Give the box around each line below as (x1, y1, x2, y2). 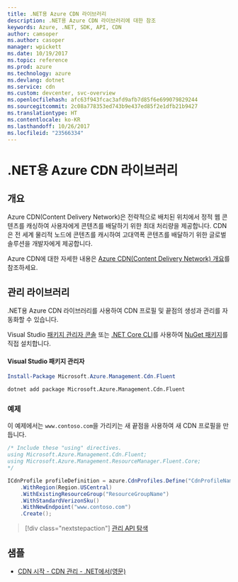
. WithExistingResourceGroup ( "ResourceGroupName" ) (20, 490, 170, 497)
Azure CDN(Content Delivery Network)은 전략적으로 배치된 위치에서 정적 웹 (7, 212, 221, 221)
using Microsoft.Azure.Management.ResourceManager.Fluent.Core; (7, 458, 201, 465)
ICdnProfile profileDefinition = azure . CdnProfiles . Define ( (7, 477, 189, 484)
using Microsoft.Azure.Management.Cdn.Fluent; (7, 451, 147, 458)
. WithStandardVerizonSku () (20, 497, 100, 505)
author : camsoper (7, 30, 59, 38)
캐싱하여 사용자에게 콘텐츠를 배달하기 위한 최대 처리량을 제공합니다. (25, 222, 212, 230)
